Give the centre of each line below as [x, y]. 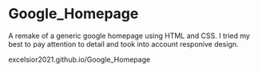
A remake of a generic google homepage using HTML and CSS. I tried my [129, 36]
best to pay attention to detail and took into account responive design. [123, 44]
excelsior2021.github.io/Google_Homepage [79, 59]
